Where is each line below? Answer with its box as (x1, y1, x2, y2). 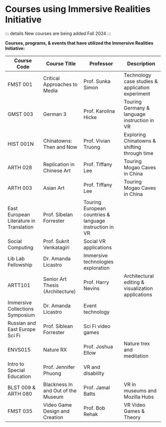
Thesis (43, 282, 59, 289)
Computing (7, 244, 34, 251)
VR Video (124, 401, 146, 408)
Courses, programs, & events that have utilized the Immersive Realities (5, 40, 154, 46)
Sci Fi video (83, 322, 111, 329)
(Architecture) (43, 288, 76, 295)
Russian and (7, 319, 36, 326)
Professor (89, 60, 114, 67)
